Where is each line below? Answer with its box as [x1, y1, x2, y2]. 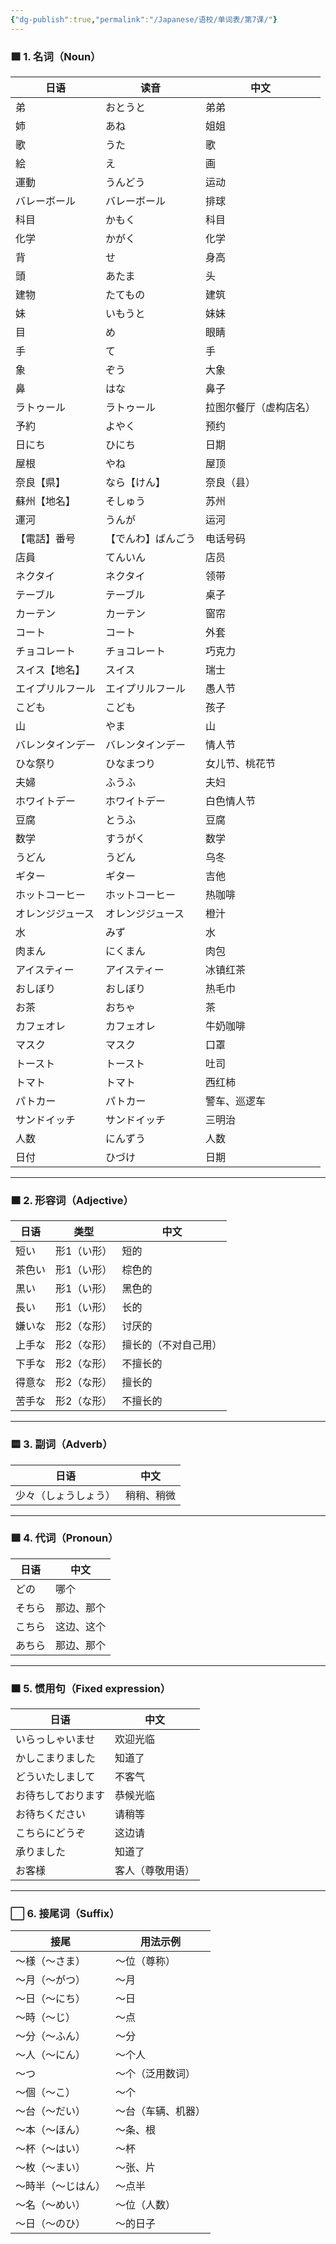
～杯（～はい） [15, 2142, 87, 2156]
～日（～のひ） [15, 2217, 87, 2231]
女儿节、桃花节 [205, 756, 277, 770]
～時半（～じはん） [15, 2179, 107, 2193]
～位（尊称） [115, 1954, 177, 1968]
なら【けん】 [105, 475, 167, 489]
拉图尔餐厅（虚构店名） [205, 400, 317, 414]
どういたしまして [15, 1770, 96, 1784]
